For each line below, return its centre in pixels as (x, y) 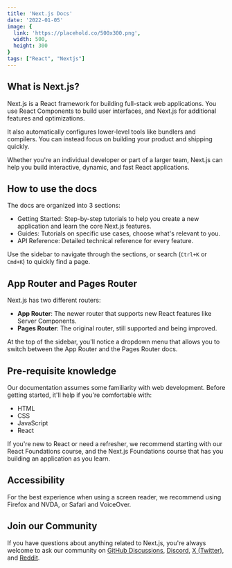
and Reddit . (24, 558)
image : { (20, 26)
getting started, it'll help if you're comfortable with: (80, 395)
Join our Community (52, 526)
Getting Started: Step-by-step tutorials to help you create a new (108, 219)
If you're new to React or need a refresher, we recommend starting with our (115, 444)
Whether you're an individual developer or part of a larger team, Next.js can (115, 159)
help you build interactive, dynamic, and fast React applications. (98, 167)
